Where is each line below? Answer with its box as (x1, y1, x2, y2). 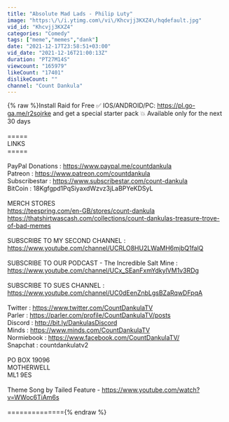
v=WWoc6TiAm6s (7, 393, 60, 402)
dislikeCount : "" (7, 75, 58, 83)
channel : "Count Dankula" (7, 82, 83, 89)
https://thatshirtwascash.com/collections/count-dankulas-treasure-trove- (7, 214, 220, 223)
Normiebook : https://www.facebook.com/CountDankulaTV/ (7, 334, 180, 342)
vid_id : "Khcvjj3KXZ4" (7, 23, 74, 30)
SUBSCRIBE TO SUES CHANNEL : (7, 282, 105, 290)
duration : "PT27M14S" (7, 56, 71, 63)
